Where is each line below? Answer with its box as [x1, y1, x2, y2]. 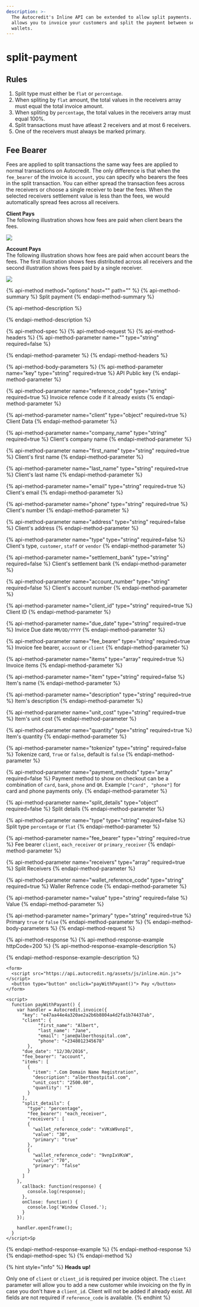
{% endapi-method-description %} [6, 316, 92, 323]
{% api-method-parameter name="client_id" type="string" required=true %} [6, 602, 193, 609]
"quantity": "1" [32, 1085, 73, 1091]
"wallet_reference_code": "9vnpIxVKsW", [32, 1152, 134, 1159]
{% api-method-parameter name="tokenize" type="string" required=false [6, 745, 187, 752]
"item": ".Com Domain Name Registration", [32, 1069, 139, 1076]
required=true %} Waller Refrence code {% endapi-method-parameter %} [6, 883, 187, 890]
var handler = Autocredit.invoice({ [17, 1007, 108, 1013]
